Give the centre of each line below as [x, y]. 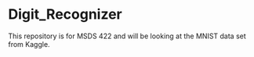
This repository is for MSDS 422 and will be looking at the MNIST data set [127, 36]
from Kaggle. [29, 44]
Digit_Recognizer [65, 14]
